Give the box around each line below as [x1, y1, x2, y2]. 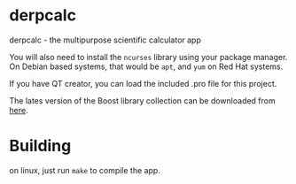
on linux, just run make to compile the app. [9, 165, 161, 175]
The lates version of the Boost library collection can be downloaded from [9, 95, 277, 106]
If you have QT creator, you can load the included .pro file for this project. [9, 78, 277, 88]
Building [9, 136, 72, 156]
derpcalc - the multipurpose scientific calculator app [9, 34, 202, 45]
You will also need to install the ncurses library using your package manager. [9, 51, 288, 62]
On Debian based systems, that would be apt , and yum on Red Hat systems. [9, 61, 284, 72]
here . [9, 104, 28, 115]
